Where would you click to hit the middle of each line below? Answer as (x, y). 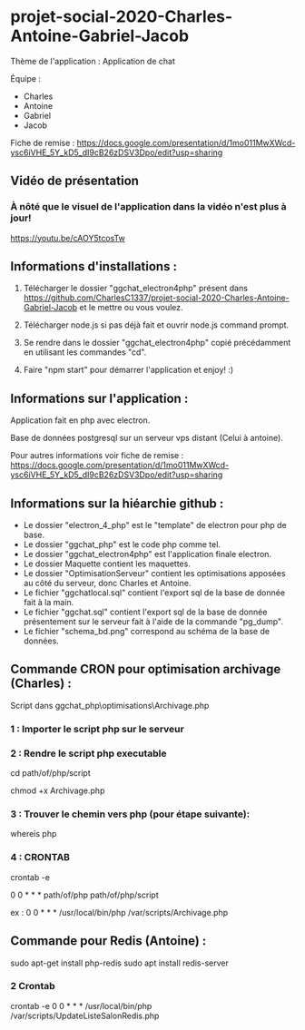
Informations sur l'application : (99, 398)
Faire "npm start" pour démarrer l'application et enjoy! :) (128, 370)
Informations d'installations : (94, 266)
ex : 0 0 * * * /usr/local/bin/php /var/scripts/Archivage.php (119, 912)
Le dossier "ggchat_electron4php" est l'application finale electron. (147, 554)
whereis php (34, 834)
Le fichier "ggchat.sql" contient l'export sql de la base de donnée (145, 612)
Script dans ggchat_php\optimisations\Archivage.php (110, 705)
